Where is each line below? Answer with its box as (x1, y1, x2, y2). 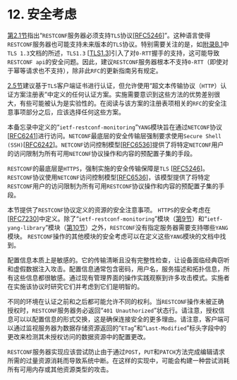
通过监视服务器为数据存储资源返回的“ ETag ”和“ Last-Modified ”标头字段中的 (13, 324, 227, 332)
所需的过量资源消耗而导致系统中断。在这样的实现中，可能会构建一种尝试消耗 (7, 356, 230, 364)
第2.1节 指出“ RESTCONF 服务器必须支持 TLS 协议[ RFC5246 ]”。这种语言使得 (7, 31, 211, 39)
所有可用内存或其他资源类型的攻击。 (7, 364, 113, 374)
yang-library (7, 224, 46, 231)
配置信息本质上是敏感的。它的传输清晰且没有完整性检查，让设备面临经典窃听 (7, 255, 230, 264)
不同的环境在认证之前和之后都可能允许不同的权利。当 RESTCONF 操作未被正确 (7, 297, 224, 305)
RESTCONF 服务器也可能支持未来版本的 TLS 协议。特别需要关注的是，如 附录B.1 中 (7, 39, 229, 48)
